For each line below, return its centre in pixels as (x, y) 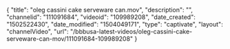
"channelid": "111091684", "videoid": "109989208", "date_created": (101, 17)
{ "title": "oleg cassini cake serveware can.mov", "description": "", (100, 10)
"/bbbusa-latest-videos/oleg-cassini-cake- (132, 31)
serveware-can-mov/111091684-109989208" (70, 39)
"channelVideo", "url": (38, 31)
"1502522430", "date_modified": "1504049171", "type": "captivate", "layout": (115, 24)
